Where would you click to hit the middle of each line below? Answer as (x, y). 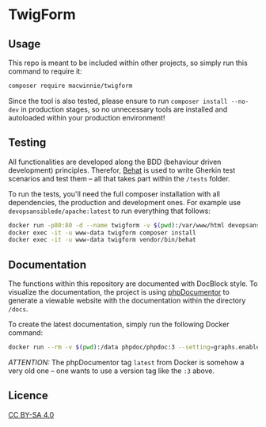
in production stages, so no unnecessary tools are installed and (124, 109)
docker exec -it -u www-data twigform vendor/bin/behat (102, 240)
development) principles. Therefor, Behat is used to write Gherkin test (122, 170)
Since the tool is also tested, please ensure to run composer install (118, 101)
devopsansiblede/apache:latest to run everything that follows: (110, 211)
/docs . (18, 309)
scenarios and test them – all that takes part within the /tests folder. (120, 178)
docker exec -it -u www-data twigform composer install (102, 233)
